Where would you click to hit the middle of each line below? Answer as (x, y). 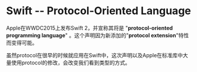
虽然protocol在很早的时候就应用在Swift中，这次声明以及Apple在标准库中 (95, 55)
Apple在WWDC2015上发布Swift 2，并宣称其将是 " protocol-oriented (90, 28)
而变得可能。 (22, 42)
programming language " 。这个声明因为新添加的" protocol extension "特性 (98, 35)
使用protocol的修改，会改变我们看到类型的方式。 (71, 63)
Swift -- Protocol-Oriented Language (99, 11)
